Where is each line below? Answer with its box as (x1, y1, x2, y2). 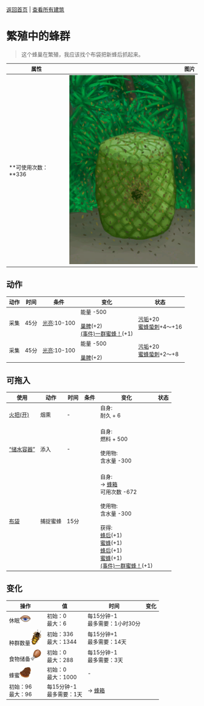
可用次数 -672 (100, 488, 137, 495)
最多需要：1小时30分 (87, 620, 141, 627)
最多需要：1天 (47, 691, 83, 698)
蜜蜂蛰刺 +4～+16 (138, 323, 182, 330)
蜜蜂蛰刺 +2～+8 (138, 351, 179, 358)
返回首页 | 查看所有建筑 (6, 6, 65, 13)
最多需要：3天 (87, 656, 123, 663)
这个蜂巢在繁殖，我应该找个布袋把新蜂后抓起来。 (21, 51, 144, 58)
